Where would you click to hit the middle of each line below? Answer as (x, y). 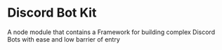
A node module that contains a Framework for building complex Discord (111, 32)
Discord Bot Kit (52, 13)
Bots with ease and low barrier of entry (64, 39)
